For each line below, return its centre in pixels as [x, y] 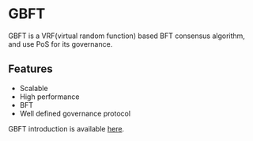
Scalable [34, 88]
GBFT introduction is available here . [66, 128]
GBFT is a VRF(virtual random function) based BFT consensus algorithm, [126, 36]
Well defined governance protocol [75, 113]
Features [30, 69]
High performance [49, 97]
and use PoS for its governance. [60, 44]
